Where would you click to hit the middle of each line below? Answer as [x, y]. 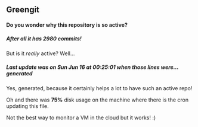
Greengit [23, 10]
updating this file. [27, 106]
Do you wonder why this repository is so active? [67, 25]
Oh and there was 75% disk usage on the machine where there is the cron [98, 100]
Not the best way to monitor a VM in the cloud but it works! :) [81, 118]
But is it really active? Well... [41, 53]
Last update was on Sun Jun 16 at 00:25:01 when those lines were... [92, 67]
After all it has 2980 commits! [44, 39]
